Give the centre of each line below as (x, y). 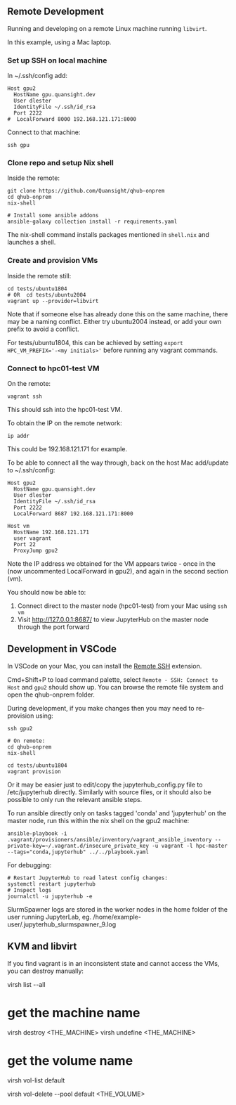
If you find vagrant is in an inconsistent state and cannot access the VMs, (113, 963)
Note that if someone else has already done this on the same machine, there (118, 314)
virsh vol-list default (36, 1080)
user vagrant (33, 538)
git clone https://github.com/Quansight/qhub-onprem (86, 191)
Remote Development (55, 12)
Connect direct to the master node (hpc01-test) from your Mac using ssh (122, 606)
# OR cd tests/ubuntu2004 (47, 295)
